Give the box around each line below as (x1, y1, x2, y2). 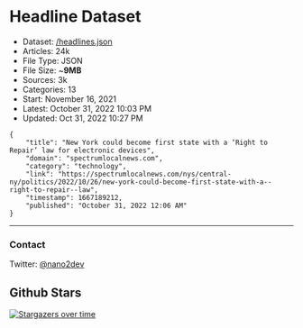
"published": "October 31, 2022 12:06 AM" (25, 201, 188, 210)
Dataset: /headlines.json (22, 36, 113, 47)
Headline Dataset (9, 6, 142, 27)
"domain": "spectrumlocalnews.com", (25, 153, 164, 163)
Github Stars (9, 285, 82, 300)
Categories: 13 (22, 84, 77, 95)
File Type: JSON (22, 55, 83, 66)
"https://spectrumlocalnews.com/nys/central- (57, 169, 232, 178)
